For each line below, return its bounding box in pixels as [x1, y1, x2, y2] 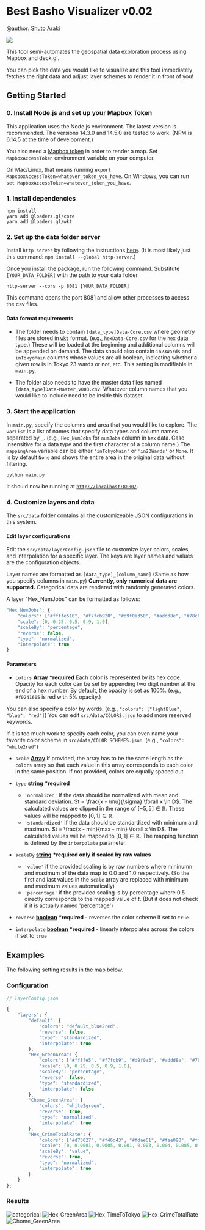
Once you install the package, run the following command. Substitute [6, 265, 180, 273]
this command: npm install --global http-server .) [6, 253, 136, 260]
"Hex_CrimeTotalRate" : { [28, 1131, 92, 1138]
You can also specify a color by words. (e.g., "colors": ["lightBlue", [6, 705, 182, 713]
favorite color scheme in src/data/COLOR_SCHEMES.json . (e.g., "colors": [6, 737, 185, 744]
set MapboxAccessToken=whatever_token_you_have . [6, 179, 131, 186]
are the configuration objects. [6, 559, 81, 566]
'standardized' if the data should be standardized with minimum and [24, 819, 198, 827]
